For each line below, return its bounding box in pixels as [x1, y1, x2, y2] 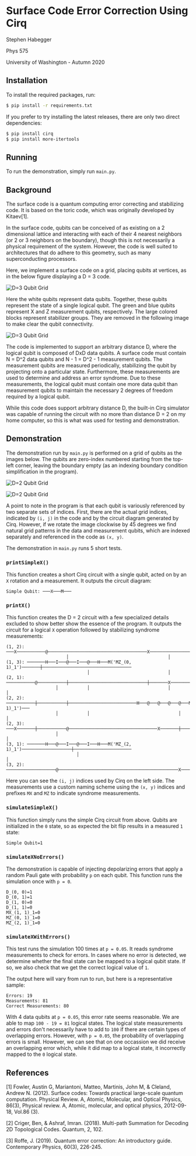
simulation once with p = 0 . [6, 878, 72, 885]
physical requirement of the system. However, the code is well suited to [6, 243, 178, 250]
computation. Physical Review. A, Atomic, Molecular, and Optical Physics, [6, 1096, 183, 1103]
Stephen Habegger [6, 36, 52, 43]
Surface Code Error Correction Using [6, 4, 188, 18]
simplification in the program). [6, 468, 79, 475]
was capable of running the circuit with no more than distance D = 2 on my [6, 411, 186, 417]
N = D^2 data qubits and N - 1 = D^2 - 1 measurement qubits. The [6, 356, 163, 363]
